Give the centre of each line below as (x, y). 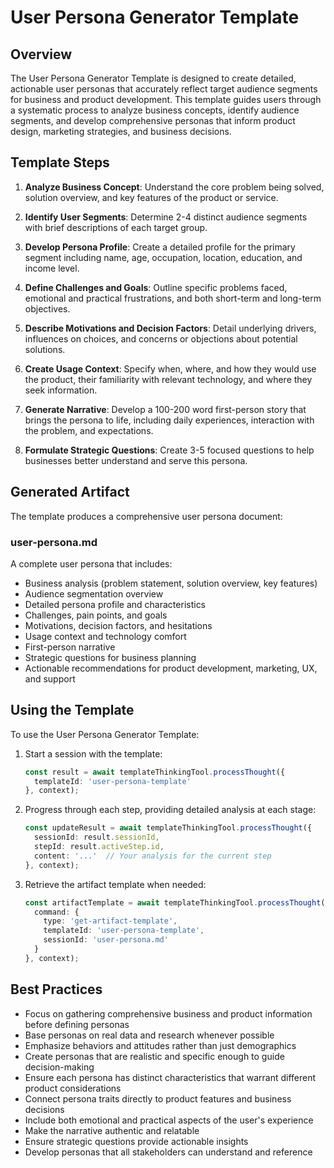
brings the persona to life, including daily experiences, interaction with (169, 420)
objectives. (47, 308)
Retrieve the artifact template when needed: (115, 884)
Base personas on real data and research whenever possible (149, 1035)
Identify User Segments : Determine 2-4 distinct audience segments (166, 217)
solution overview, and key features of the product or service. (151, 197)
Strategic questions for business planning (110, 657)
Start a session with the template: (93, 753)
